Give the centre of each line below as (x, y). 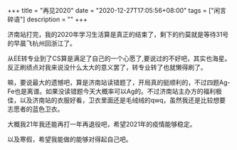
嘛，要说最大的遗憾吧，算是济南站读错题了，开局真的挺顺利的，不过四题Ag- (119, 82)
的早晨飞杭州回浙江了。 (42, 43)
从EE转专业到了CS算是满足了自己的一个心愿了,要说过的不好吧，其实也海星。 (119, 58)
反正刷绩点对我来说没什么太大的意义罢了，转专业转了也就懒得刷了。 (107, 67)
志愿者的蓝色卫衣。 (36, 109)
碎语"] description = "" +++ (47, 19)
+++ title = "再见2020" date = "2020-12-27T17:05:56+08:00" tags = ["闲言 (117, 10)
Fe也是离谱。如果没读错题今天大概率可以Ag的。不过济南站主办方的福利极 (115, 91)
